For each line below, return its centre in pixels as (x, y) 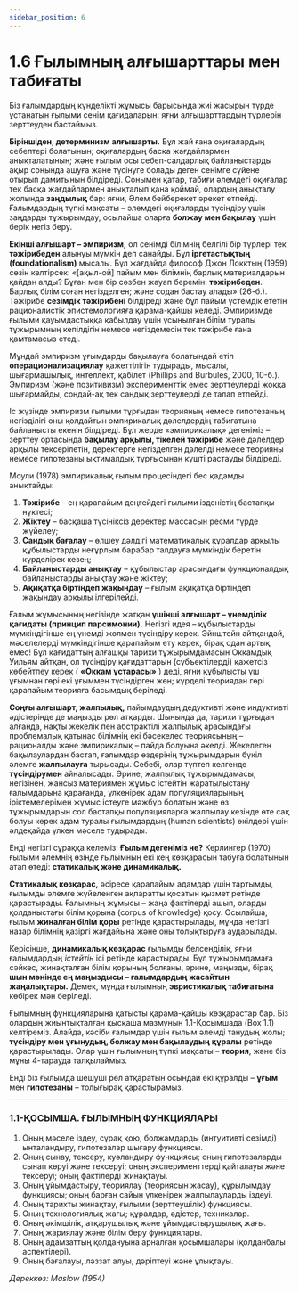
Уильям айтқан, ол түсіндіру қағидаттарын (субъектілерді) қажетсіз (139, 661)
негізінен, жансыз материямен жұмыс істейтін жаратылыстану (130, 783)
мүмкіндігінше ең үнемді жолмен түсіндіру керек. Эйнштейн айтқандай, (147, 633)
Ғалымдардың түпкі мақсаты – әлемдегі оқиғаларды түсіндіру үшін (137, 208)
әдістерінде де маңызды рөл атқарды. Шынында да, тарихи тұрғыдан (142, 716)
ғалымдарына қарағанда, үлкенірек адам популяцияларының (126, 792)
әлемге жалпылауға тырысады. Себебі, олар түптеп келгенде (128, 764)
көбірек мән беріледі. (50, 995)
